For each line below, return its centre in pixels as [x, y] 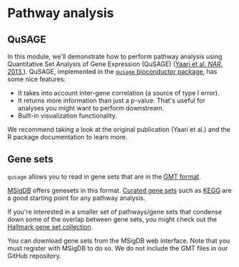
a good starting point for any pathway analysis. [76, 198]
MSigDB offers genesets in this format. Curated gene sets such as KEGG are [119, 190]
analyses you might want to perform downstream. [91, 108]
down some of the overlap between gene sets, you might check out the [112, 219]
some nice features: [37, 79]
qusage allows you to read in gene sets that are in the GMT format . [104, 177]
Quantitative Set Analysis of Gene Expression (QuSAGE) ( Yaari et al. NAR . [115, 64]
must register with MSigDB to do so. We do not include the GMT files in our [118, 248]
